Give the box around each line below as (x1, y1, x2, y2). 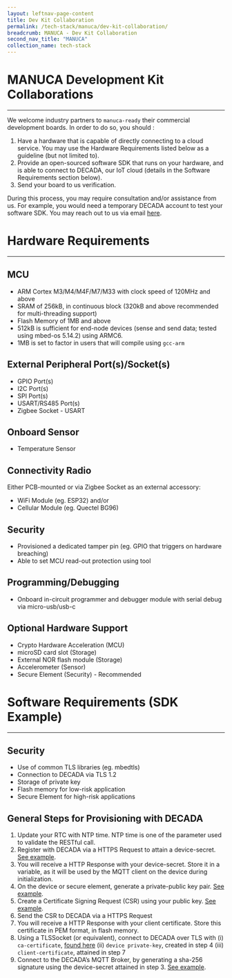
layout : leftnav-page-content (7, 10, 95, 17)
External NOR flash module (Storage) (17, 655, 123, 664)
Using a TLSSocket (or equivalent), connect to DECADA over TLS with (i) (17, 934, 224, 942)
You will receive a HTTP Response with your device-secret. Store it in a (17, 861, 220, 869)
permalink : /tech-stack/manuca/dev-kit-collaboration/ (7, 23, 168, 30)
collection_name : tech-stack (7, 42, 91, 49)
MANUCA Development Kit (7, 72, 164, 88)
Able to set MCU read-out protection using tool (17, 557, 151, 565)
